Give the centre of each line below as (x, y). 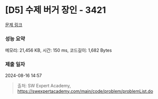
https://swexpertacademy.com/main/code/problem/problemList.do (85, 91)
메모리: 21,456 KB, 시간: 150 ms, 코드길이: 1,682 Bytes (59, 50)
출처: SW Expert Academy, (44, 85)
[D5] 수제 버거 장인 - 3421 (56, 10)
